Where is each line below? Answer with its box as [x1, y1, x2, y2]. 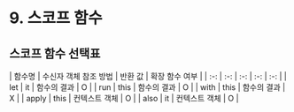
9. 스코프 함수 [9, 8, 103, 28]
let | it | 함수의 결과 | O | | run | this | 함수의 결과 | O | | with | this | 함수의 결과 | [9, 82, 286, 93]
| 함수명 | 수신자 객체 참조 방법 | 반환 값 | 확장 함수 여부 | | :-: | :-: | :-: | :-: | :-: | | [9, 71, 288, 81]
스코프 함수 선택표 [9, 46, 101, 61]
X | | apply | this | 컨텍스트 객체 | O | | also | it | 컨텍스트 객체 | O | [9, 93, 239, 103]
